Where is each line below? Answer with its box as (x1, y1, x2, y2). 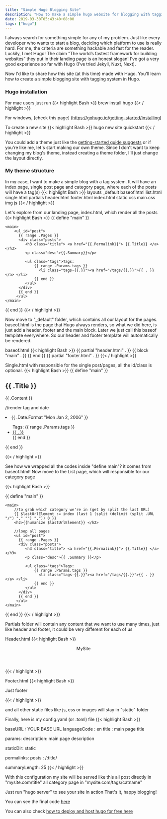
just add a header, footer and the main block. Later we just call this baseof (5, 327, 157, 333)
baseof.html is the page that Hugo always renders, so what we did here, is (5, 321, 157, 328)
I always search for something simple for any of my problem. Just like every (5, 35, 161, 41)
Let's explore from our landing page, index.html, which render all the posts (5, 209, 158, 215)
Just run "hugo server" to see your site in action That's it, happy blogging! (5, 789, 157, 795)
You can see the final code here (5, 798, 71, 805)
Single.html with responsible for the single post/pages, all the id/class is (5, 362, 152, 368)
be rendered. (5, 337, 32, 343)
